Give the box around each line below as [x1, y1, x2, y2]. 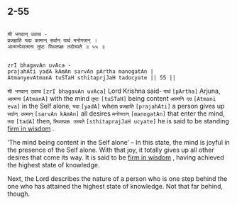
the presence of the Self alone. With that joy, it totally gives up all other [7, 145, 214, 154]
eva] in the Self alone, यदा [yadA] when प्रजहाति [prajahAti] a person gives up [7, 101, 225, 110]
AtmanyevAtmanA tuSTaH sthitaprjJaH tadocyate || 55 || [7, 74, 176, 81]
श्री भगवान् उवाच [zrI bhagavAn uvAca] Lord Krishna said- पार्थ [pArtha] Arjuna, [7, 87, 221, 95]
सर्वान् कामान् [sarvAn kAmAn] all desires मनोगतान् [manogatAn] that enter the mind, [7, 109, 225, 118]
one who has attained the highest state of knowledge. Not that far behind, [7, 182, 224, 190]
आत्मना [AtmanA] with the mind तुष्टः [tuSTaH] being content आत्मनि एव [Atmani [7, 94, 216, 102]
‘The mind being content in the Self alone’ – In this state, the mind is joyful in [7, 138, 231, 146]
